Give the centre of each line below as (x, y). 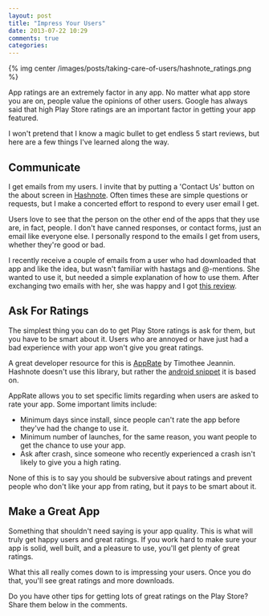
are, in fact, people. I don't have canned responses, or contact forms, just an (135, 227)
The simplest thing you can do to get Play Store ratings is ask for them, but (132, 330)
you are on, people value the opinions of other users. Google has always (128, 101)
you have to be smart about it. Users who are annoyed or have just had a (128, 338)
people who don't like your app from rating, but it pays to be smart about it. (132, 486)
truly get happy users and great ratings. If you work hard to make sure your (132, 539)
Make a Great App (54, 511)
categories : (28, 46)
